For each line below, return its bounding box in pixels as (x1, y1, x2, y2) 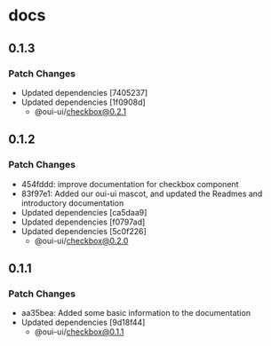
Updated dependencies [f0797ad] (20, 216, 146, 227)
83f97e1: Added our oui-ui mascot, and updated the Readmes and (20, 188, 263, 199)
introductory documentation (20, 197, 124, 208)
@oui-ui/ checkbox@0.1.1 (34, 326, 124, 337)
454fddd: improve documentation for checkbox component (20, 178, 239, 189)
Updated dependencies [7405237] (20, 87, 148, 98)
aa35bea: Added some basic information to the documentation (20, 308, 251, 318)
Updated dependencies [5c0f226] (20, 225, 147, 236)
